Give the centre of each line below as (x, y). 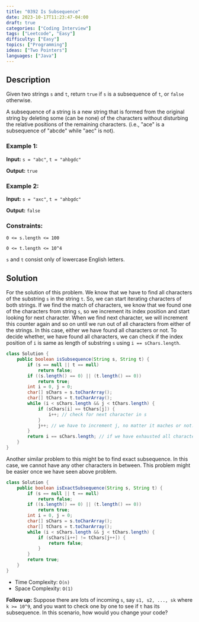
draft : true (21, 23)
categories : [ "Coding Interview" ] (49, 28)
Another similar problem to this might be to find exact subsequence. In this (97, 459)
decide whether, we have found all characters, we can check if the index (95, 337)
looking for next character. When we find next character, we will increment (97, 318)
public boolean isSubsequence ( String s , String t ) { (83, 360)
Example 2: (23, 186)
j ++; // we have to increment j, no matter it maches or (110, 426)
